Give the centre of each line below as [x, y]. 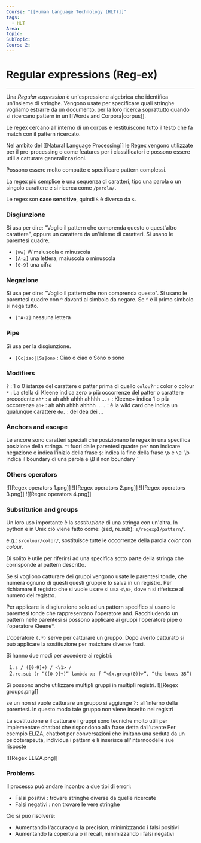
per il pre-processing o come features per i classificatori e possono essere [98, 152]
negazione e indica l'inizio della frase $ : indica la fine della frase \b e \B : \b [98, 453]
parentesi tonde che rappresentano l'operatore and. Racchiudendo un [92, 613]
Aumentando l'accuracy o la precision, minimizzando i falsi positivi [97, 827]
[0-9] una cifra [33, 265]
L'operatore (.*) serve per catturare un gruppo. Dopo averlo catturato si [95, 637]
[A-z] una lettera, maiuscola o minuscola [65, 258]
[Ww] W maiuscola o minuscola [53, 252]
